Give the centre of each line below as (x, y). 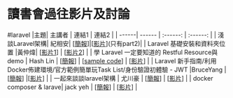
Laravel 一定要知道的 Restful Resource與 (160, 52)
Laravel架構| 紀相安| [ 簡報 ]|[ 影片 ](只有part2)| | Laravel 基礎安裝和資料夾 (116, 43)
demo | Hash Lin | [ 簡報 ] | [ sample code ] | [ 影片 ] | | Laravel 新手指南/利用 (112, 60)
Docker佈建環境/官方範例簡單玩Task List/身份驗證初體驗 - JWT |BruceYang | (117, 70)
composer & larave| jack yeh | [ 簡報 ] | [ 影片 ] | (72, 87)
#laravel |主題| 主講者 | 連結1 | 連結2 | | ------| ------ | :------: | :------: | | (112, 35)
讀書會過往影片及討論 (69, 14)
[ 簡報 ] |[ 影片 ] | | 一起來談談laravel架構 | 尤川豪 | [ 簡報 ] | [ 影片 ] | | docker (110, 78)
